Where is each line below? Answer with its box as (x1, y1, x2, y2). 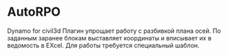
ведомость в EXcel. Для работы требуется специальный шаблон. (7, 41, 200, 49)
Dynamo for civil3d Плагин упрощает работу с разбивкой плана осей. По (7, 27, 222, 35)
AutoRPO (7, 4, 61, 20)
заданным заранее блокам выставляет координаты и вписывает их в (7, 33, 212, 42)
